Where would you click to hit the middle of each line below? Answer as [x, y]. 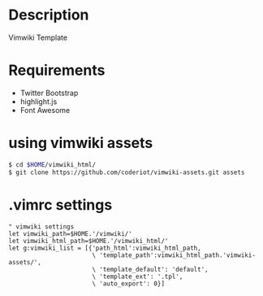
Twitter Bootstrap [49, 93]
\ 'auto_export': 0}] [128, 283]
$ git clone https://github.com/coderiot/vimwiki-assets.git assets [127, 172]
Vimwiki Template [38, 37]
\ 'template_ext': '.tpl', [138, 276]
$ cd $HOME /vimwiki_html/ [52, 164]
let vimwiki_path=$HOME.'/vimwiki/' [70, 233]
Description [49, 15]
